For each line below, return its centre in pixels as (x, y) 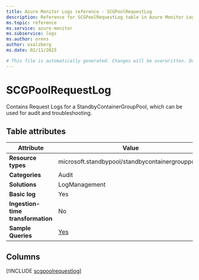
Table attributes (36, 131)
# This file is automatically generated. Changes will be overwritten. (96, 61)
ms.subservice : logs (32, 34)
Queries (21, 236)
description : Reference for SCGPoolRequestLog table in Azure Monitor (95, 17)
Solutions (23, 185)
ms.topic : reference (32, 22)
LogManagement (82, 185)
